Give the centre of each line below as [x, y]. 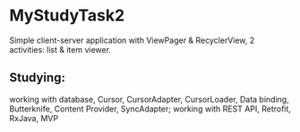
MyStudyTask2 [67, 16]
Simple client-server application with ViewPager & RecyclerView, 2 [132, 40]
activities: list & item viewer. [60, 49]
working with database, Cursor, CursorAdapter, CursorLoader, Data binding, [149, 99]
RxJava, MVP [34, 118]
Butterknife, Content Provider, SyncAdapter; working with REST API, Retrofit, [150, 109]
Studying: [37, 78]
